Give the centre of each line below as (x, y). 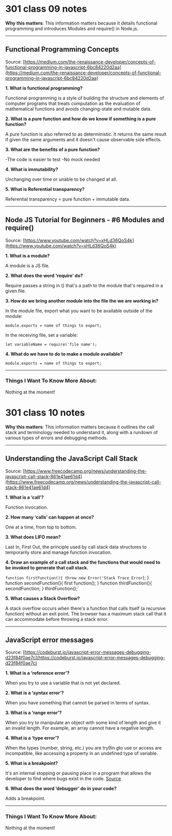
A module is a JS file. (28, 265)
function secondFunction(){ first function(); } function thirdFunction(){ (79, 583)
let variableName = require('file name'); (51, 344)
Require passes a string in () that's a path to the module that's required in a (84, 285)
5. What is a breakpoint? (31, 763)
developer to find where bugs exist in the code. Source (63, 779)
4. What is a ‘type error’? (32, 738)
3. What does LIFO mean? (33, 537)
